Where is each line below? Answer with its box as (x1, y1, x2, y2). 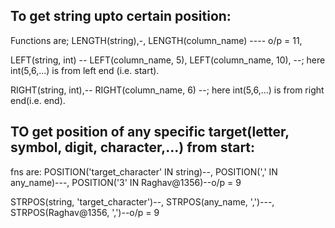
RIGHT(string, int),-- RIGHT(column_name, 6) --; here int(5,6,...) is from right (10, 84, 325, 96)
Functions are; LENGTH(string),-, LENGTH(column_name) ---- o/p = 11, (10, 34, 303, 46)
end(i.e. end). (10, 94, 66, 106)
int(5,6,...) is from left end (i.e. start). (10, 64, 160, 76)
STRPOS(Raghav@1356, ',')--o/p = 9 (10, 206, 160, 218)
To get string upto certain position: (10, 8, 232, 25)
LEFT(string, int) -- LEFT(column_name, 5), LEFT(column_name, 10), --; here (10, 54, 326, 66)
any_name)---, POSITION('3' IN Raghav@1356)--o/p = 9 (10, 176, 242, 188)
